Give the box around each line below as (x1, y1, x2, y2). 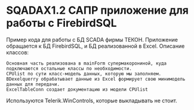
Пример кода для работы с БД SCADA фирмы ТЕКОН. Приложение (6, 36, 178, 43)
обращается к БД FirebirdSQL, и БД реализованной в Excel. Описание (6, 42, 185, 50)
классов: (6, 48, 29, 56)
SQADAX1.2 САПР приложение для (6, 4, 189, 17)
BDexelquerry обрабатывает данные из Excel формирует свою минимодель (6, 76, 186, 82)
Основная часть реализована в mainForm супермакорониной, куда (6, 60, 167, 66)
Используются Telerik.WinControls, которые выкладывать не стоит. (6, 97, 177, 104)
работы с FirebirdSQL (6, 16, 118, 30)
